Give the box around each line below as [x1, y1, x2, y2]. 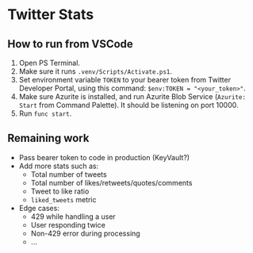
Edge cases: [18, 203, 60, 213]
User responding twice [30, 220, 106, 229]
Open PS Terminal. [18, 58, 81, 67]
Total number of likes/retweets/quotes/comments [30, 178, 193, 187]
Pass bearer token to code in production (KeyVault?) [18, 152, 190, 162]
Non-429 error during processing [30, 228, 140, 238]
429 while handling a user [30, 212, 116, 221]
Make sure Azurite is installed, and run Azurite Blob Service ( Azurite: [18, 92, 247, 101]
